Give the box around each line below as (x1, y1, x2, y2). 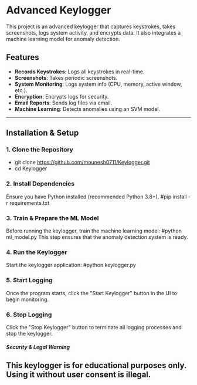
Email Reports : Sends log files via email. (14, 99, 113, 106)
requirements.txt (9, 199, 50, 206)
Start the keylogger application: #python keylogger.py (6, 262, 136, 269)
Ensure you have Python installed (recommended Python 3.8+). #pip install (6, 193, 187, 200)
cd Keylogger (14, 165, 47, 172)
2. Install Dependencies (6, 180, 75, 188)
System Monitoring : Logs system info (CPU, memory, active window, (14, 80, 182, 87)
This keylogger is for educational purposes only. (6, 360, 186, 370)
